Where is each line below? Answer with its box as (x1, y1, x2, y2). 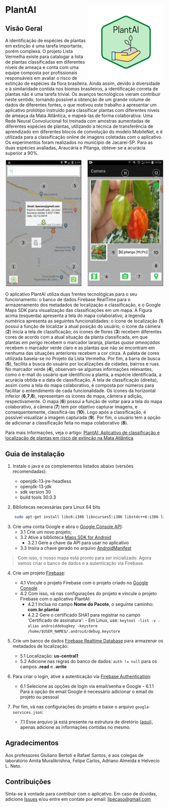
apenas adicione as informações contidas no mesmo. (20, 724, 131, 730)
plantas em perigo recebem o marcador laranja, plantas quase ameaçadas (5, 340, 160, 346)
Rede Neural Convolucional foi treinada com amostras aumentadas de (5, 118, 150, 124)
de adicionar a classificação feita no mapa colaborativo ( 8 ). (5, 420, 128, 426)
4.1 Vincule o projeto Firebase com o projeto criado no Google (20, 579, 148, 585)
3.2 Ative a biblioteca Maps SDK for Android (20, 534, 112, 540)
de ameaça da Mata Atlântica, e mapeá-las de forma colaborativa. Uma (5, 113, 153, 119)
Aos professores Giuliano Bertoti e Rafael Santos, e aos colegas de (5, 752, 144, 758)
